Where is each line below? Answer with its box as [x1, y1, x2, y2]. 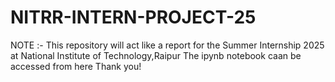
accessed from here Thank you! [10, 60, 142, 72]
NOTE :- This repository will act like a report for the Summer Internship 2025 [10, 39, 325, 51]
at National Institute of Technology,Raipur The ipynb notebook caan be [10, 49, 302, 61]
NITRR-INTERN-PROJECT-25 [10, 6, 257, 29]
